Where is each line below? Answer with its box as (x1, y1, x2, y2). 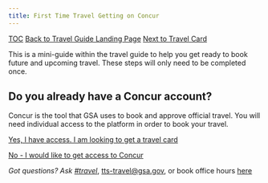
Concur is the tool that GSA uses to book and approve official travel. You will (8, 111, 261, 120)
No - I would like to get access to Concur (8, 150, 144, 161)
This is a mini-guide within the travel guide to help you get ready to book (8, 49, 249, 59)
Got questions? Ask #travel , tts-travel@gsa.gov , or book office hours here (8, 166, 253, 176)
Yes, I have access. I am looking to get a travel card (8, 135, 178, 144)
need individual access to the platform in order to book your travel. (8, 120, 229, 129)
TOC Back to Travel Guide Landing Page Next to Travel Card (8, 34, 207, 43)
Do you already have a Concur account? (8, 90, 213, 104)
